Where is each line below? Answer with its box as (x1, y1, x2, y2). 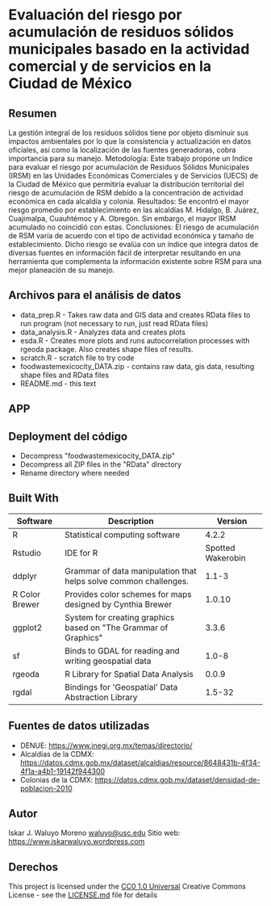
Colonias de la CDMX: (19, 775, 94, 784)
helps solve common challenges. (64, 575, 190, 586)
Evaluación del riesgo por (8, 6, 183, 24)
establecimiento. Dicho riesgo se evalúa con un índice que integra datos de (8, 240, 259, 249)
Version (216, 515, 248, 527)
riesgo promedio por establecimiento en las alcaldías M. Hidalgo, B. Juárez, (8, 205, 260, 215)
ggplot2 (12, 622, 43, 633)
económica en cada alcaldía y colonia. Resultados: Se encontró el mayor (8, 196, 250, 206)
